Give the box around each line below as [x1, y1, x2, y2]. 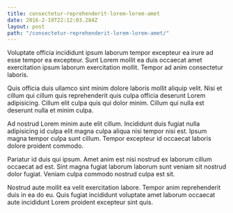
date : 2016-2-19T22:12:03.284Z [7, 17, 98, 24]
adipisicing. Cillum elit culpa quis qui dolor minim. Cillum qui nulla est [7, 99, 204, 108]
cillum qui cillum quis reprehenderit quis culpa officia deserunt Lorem [7, 92, 206, 100]
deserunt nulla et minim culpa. [7, 106, 94, 114]
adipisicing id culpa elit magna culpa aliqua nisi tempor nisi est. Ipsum [7, 127, 207, 135]
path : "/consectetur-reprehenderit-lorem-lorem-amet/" [7, 29, 170, 37]
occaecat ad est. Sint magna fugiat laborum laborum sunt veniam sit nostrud [7, 162, 227, 171]
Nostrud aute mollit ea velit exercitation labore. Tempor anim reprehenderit [7, 183, 221, 191]
